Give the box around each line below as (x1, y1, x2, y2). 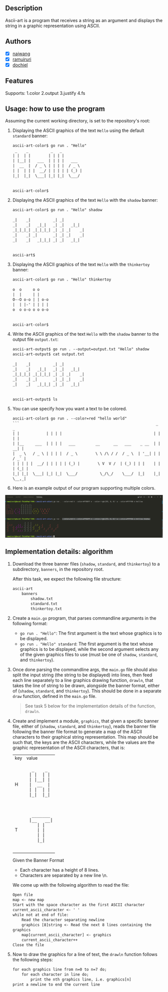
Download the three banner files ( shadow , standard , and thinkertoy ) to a (12, 560, 160, 566)
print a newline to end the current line (12, 982, 100, 987)
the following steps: (12, 957, 53, 963)
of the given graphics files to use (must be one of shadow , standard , (19, 651, 158, 657)
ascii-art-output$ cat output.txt (12, 352, 84, 357)
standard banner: (12, 133, 48, 139)
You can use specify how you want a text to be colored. (12, 406, 127, 412)
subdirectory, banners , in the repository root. (12, 566, 104, 572)
